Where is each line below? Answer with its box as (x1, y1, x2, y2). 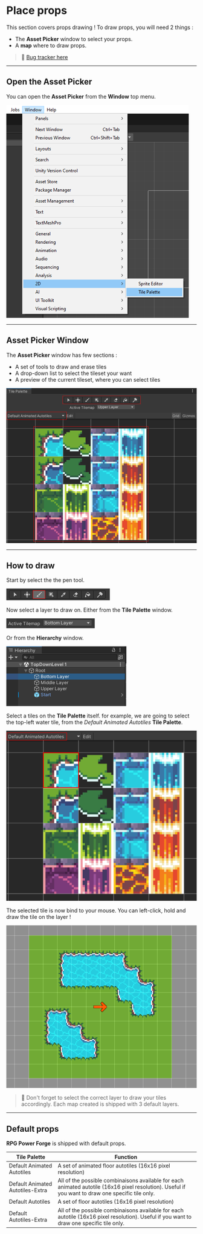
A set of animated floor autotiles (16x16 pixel (57, 1162, 170, 1169)
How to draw (6, 561, 55, 571)
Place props (6, 4, 68, 18)
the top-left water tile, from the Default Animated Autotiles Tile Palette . (6, 719, 183, 726)
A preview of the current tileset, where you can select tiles (14, 376, 161, 383)
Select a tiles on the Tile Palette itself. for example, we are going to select (6, 712, 190, 720)
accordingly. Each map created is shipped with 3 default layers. (21, 1100, 179, 1108)
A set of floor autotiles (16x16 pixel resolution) (57, 1198, 174, 1206)
